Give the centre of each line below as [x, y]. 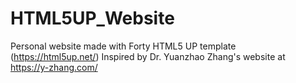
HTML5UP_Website [92, 18]
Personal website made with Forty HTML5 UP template [123, 46]
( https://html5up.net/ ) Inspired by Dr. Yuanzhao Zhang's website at [148, 56]
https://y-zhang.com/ [54, 67]
